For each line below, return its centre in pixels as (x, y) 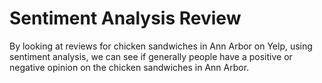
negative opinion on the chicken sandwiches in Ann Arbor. (129, 67)
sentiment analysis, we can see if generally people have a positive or (151, 56)
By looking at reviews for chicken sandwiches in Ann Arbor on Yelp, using (161, 46)
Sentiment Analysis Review (125, 18)
